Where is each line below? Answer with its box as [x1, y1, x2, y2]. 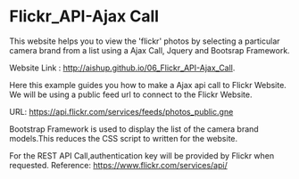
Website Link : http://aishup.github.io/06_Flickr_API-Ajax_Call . [9, 62, 236, 73]
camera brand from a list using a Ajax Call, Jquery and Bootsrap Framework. [9, 45, 290, 55]
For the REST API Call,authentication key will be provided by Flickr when [9, 150, 275, 161]
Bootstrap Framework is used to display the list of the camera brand [9, 123, 259, 134]
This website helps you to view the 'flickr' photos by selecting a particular [9, 36, 280, 46]
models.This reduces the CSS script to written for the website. [9, 133, 238, 143]
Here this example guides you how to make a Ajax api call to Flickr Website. [9, 79, 287, 90]
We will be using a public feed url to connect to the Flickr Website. [9, 89, 253, 100]
